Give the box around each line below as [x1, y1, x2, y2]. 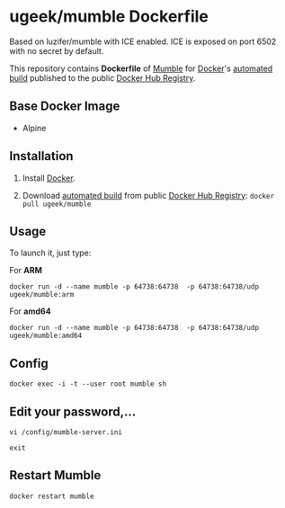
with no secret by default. [9, 45, 104, 56]
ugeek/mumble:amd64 [9, 331, 83, 341]
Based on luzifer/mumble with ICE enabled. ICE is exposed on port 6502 [9, 36, 277, 47]
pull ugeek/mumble [22, 200, 92, 209]
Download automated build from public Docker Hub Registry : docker [22, 190, 275, 201]
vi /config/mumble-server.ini [9, 428, 123, 437]
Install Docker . [22, 173, 76, 183]
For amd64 [9, 306, 51, 316]
